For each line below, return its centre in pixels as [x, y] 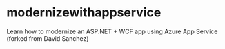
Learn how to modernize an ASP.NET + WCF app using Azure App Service [112, 31]
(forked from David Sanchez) [48, 38]
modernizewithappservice [84, 13]
